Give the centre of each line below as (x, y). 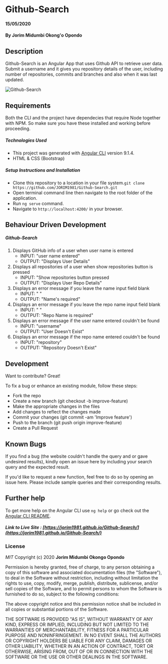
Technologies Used (26, 140)
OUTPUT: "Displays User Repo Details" (61, 283)
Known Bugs (26, 444)
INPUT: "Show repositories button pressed (64, 277)
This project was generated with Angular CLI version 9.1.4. (73, 153)
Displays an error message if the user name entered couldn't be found (86, 321)
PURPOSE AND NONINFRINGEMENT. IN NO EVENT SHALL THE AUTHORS (83, 636)
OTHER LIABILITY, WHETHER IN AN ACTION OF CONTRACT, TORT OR (79, 646)
